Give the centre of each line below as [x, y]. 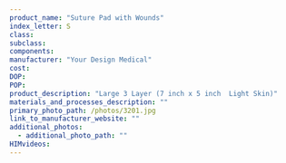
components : [32, 52]
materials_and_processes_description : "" [89, 102]
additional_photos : [46, 128]
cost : [20, 69]
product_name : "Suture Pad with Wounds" [87, 18]
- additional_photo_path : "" [73, 136]
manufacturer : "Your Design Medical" [81, 60]
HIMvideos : [30, 144]
